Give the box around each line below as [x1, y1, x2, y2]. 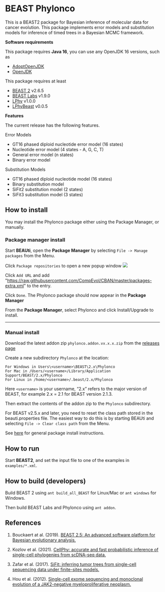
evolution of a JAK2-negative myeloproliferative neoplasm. [12, 581, 131, 587]
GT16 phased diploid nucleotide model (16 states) [12, 176, 112, 182]
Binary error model [12, 157, 51, 162]
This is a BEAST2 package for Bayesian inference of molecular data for [5, 19, 149, 25]
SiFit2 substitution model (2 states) [12, 186, 83, 192]
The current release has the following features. [5, 122, 100, 128]
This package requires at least [5, 78, 66, 84]
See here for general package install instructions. [5, 430, 105, 436]
